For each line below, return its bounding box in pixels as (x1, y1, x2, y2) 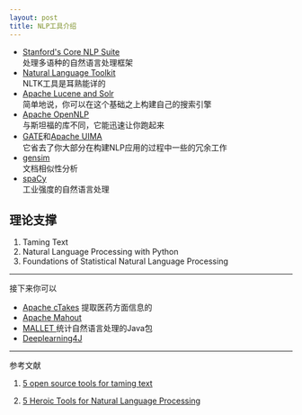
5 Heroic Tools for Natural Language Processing (22, 395, 200, 406)
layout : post (9, 13, 58, 23)
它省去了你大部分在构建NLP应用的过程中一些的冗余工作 (22, 141, 227, 153)
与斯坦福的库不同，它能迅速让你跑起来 (22, 119, 164, 131)
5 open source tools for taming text (22, 378, 153, 389)
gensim (22, 152, 50, 163)
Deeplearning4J (22, 333, 83, 344)
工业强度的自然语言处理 (22, 184, 110, 194)
